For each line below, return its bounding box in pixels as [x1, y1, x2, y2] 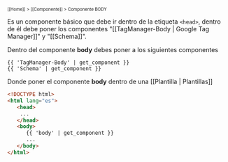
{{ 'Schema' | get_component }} [7, 65, 101, 72]
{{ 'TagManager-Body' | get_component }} [7, 59, 130, 66]
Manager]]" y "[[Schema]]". [7, 32, 87, 40]
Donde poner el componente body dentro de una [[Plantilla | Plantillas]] [7, 77, 213, 86]
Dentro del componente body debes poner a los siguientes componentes [7, 46, 219, 54]
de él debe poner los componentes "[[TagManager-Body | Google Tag [7, 25, 210, 33]
